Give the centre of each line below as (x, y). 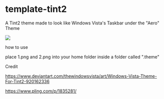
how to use (17, 47)
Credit (11, 66)
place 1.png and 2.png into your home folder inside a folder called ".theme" (82, 57)
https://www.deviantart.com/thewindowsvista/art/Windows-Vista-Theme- (81, 76)
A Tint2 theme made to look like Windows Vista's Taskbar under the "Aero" (82, 23)
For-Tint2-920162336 (27, 81)
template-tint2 (36, 9)
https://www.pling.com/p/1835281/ (41, 91)
